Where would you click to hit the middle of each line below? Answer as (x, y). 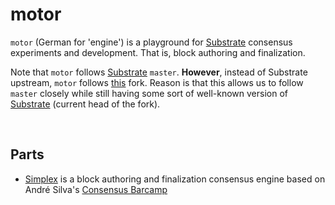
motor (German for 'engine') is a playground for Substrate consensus (151, 42)
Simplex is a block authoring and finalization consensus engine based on (175, 179)
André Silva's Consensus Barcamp (96, 189)
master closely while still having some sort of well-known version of (149, 93)
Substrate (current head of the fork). (85, 104)
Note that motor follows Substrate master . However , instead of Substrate (159, 72)
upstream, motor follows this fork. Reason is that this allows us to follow (157, 82)
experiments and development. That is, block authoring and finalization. (158, 52)
